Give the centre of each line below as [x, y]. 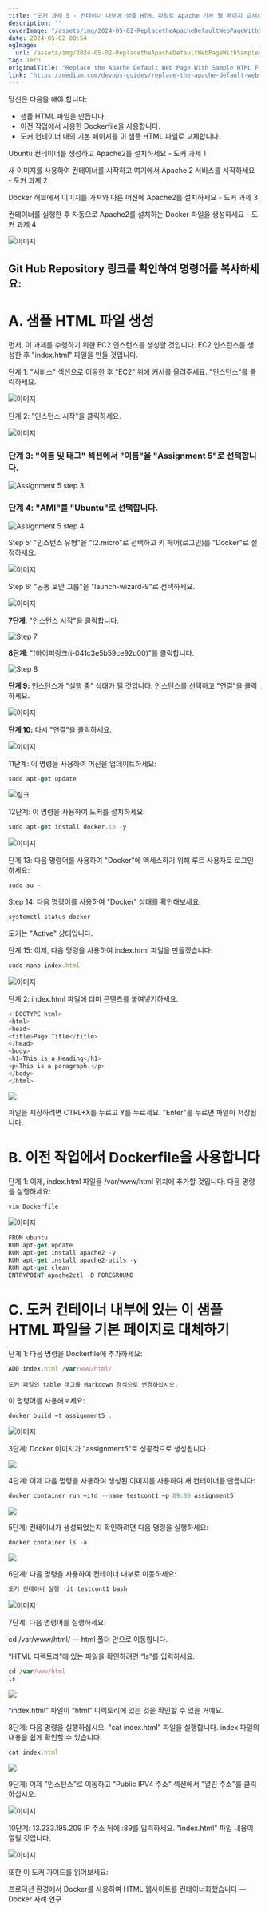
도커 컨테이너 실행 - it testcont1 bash [68, 1589]
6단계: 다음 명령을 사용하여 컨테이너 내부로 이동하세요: [93, 1574]
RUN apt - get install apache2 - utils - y [73, 1261]
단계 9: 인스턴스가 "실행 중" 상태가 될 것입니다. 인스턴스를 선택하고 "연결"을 [126, 685]
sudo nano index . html [44, 966]
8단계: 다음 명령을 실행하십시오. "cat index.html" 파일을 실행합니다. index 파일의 [134, 1727]
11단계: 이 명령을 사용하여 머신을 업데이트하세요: [83, 763]
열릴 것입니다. [30, 1837]
